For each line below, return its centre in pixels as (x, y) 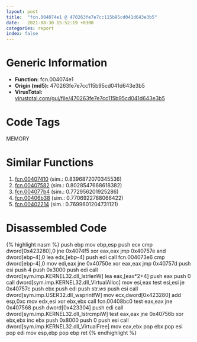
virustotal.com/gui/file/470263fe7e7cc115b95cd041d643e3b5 (90, 98)
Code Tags (33, 122)
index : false (22, 34)
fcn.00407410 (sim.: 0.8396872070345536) (68, 179)
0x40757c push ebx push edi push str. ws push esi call (72, 289)
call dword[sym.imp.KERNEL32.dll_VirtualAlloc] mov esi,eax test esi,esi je (96, 282)
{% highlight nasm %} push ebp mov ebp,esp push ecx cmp (79, 244)
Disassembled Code (56, 228)
